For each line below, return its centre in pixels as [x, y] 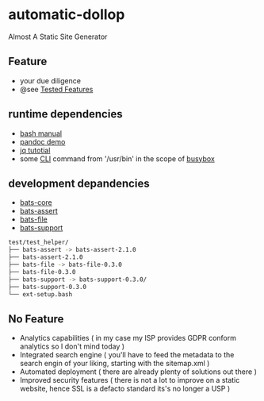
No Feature [36, 319]
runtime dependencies [65, 114]
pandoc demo [42, 141]
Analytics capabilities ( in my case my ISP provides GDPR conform [128, 338]
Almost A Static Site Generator [58, 37]
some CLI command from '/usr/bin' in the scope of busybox [117, 158]
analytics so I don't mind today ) [72, 346]
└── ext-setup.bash [40, 294]
